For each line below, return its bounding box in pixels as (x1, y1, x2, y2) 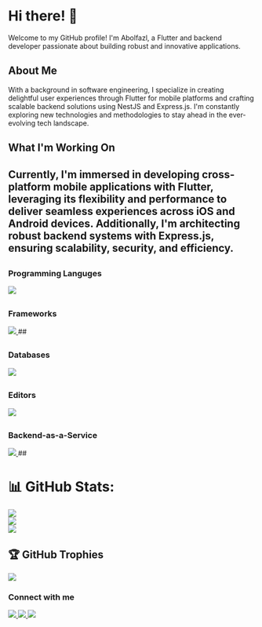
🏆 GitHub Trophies (8, 548, 104, 561)
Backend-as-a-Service (8, 429, 98, 440)
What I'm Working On (8, 141, 115, 155)
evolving (8, 118, 36, 128)
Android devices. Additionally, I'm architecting (8, 217, 241, 230)
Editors (8, 390, 37, 401)
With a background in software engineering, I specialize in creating (8, 85, 224, 94)
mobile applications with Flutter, (53, 180, 214, 193)
